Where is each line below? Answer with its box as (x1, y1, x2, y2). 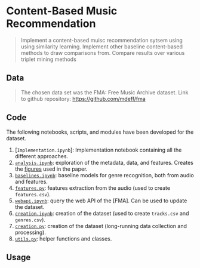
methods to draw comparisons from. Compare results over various (20, 49, 185, 56)
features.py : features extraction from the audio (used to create (14, 184, 171, 192)
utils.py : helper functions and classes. (14, 235, 112, 242)
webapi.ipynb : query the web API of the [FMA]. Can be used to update (14, 197, 187, 204)
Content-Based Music (6, 4, 118, 18)
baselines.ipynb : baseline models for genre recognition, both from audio (14, 171, 194, 178)
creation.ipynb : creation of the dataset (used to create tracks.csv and (14, 210, 189, 217)
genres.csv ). (14, 216, 46, 223)
